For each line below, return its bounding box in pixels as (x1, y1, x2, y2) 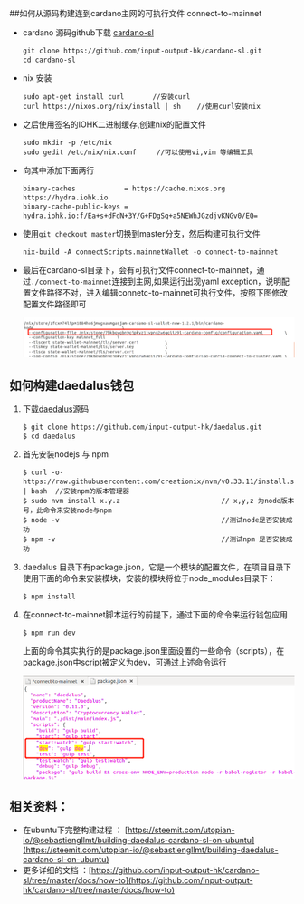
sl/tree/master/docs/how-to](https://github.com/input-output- (22, 875, 253, 886)
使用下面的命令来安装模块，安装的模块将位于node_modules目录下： (22, 573, 276, 584)
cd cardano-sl (22, 55, 76, 64)
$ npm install (22, 592, 76, 601)
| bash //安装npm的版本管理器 (22, 487, 129, 496)
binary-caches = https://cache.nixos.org (22, 184, 226, 193)
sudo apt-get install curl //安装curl (22, 92, 191, 102)
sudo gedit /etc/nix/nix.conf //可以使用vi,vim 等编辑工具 (22, 148, 254, 157)
